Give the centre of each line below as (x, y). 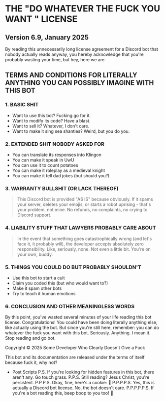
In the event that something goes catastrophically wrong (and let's (84, 239)
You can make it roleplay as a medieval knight (58, 170)
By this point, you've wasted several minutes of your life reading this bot (78, 317)
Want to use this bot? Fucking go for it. (51, 115)
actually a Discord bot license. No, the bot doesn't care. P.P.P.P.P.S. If (83, 388)
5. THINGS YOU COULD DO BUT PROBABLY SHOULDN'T (73, 267)
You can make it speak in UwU (43, 160)
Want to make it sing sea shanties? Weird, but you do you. (71, 131)
